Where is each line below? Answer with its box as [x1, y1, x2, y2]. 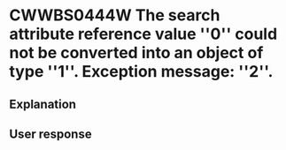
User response [9, 126, 92, 141]
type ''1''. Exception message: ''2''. [9, 62, 274, 82]
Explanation [9, 96, 77, 111]
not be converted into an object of [9, 43, 264, 63]
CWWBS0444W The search [9, 5, 220, 26]
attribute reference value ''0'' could [9, 24, 278, 44]
